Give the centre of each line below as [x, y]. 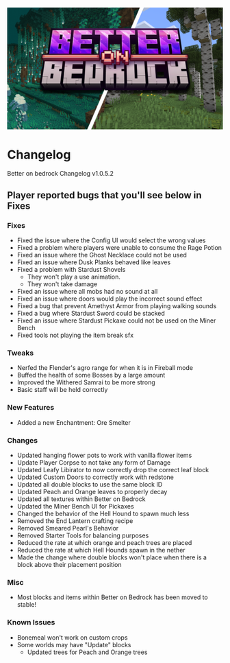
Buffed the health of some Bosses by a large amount [91, 375]
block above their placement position [69, 565]
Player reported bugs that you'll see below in [104, 195]
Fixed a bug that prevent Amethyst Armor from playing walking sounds [117, 306]
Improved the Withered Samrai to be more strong [86, 382]
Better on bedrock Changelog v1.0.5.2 [61, 174]
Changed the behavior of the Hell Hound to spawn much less [103, 514]
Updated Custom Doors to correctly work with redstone [95, 477]
